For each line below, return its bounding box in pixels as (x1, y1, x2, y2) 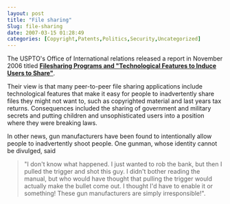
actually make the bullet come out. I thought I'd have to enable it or (23, 182, 214, 190)
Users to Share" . (7, 69, 56, 78)
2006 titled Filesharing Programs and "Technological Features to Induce (7, 62, 217, 70)
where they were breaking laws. (7, 119, 97, 127)
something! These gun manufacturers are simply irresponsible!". (23, 190, 206, 198)
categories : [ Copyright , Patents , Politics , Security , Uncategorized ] (7, 36, 201, 43)
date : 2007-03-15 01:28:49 (7, 29, 84, 36)
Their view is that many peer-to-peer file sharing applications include (7, 82, 203, 91)
